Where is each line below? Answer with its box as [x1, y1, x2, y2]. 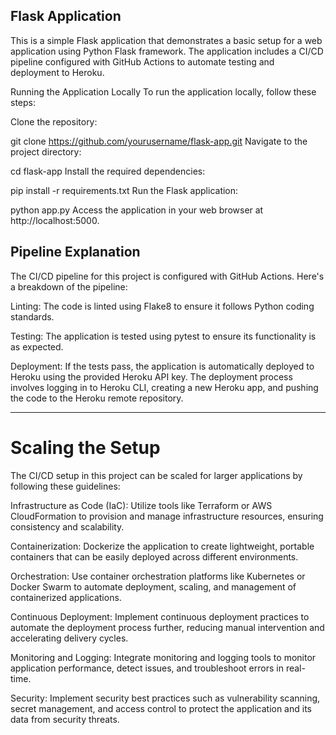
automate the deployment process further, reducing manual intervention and [10, 621, 325, 633]
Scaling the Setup [10, 436, 161, 459]
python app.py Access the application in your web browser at [10, 204, 264, 216]
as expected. [10, 340, 64, 353]
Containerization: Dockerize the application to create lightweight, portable [10, 540, 315, 552]
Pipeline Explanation [10, 244, 141, 261]
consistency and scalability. [10, 520, 125, 533]
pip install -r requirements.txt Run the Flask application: [10, 184, 239, 196]
